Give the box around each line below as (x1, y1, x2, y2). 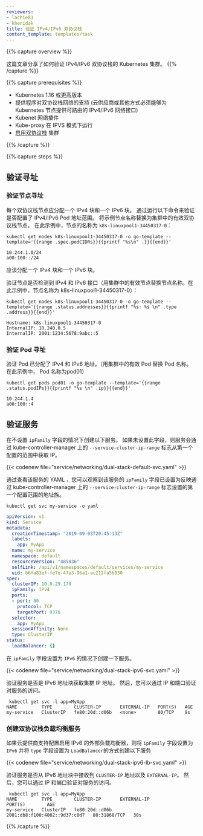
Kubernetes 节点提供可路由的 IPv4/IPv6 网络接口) (14, 106, 138, 114)
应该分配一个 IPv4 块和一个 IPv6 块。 (6, 266, 98, 273)
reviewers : (6, 8, 34, 15)
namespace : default (11, 553, 61, 559)
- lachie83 (6, 15, 34, 21)
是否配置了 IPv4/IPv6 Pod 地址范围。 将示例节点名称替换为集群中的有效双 (6, 214, 189, 221)
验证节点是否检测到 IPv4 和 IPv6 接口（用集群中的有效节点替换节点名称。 (6, 279, 188, 286)
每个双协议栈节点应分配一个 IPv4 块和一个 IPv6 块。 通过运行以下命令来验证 (6, 206, 195, 213)
